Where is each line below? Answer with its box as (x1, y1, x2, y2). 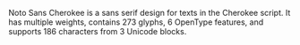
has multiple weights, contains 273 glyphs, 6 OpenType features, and (8, 17, 264, 27)
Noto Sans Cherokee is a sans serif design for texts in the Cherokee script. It (8, 8, 291, 18)
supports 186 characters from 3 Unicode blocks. (8, 26, 187, 36)
